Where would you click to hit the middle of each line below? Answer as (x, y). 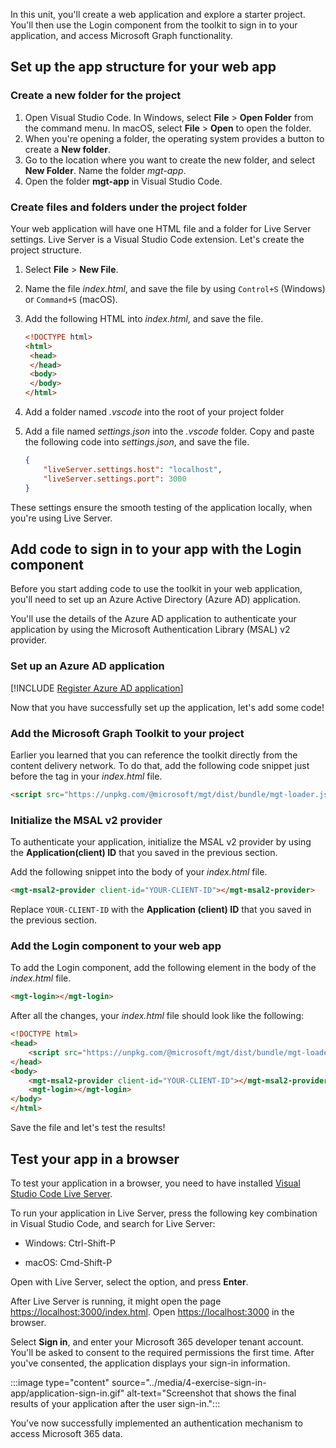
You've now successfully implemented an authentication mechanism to (156, 1423)
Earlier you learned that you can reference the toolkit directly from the (154, 755)
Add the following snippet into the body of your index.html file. (139, 872)
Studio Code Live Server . (61, 1193)
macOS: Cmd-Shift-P (68, 1262)
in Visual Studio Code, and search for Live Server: (113, 1223)
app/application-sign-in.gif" (67, 1393)
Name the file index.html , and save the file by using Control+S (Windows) (175, 288)
